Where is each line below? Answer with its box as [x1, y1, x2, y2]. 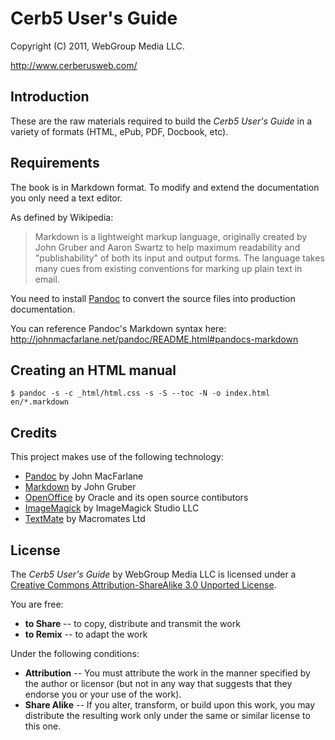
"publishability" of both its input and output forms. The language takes [34, 252, 325, 264]
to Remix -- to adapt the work [24, 628, 148, 640]
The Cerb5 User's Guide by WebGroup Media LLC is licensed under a [10, 568, 297, 580]
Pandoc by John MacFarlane [24, 470, 144, 482]
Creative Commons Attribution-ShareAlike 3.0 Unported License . [10, 579, 277, 591]
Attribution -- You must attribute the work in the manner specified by [24, 667, 311, 679]
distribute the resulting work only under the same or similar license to [24, 710, 311, 721]
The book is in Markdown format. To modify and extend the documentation [10, 181, 320, 193]
